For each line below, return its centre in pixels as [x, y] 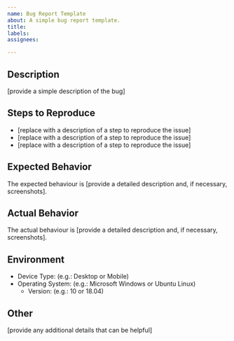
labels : [19, 33]
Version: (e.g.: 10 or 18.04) [66, 291]
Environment [36, 259]
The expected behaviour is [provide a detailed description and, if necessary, [117, 183]
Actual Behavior [43, 213]
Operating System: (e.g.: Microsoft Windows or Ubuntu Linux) [106, 284]
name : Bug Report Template [47, 14]
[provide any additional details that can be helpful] [80, 330]
